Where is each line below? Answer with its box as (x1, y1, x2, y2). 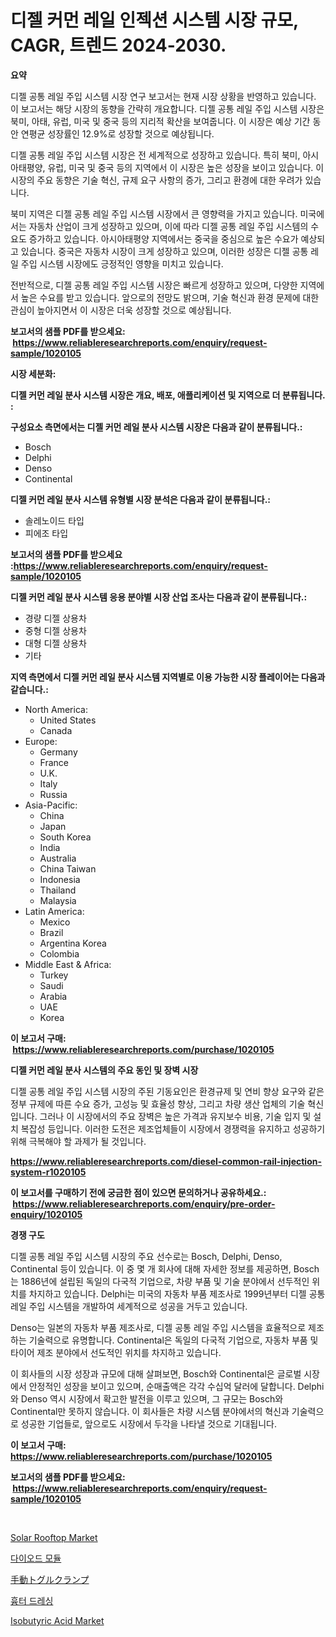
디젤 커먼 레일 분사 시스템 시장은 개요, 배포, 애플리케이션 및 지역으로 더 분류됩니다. (10, 389, 326, 401)
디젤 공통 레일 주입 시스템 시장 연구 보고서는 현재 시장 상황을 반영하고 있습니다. (10, 90, 317, 102)
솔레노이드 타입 (24, 514, 85, 526)
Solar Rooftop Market (10, 1531, 98, 1543)
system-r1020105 (10, 1166, 87, 1178)
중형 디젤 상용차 (24, 624, 87, 636)
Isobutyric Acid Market (10, 1614, 105, 1626)
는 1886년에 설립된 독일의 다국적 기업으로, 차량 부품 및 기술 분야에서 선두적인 (10, 1275, 310, 1287)
